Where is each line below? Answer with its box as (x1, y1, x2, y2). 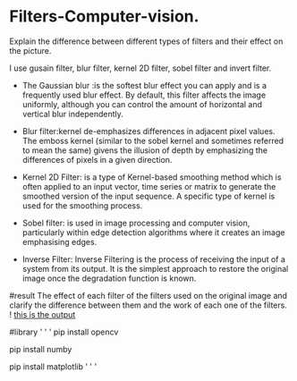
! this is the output (9, 309, 76, 319)
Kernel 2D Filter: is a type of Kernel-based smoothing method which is (21, 172, 282, 182)
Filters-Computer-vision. (9, 6, 199, 27)
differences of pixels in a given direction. (21, 154, 173, 165)
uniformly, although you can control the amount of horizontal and (21, 98, 262, 109)
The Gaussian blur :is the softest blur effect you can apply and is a (21, 80, 267, 90)
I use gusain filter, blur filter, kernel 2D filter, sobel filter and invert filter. (9, 63, 272, 73)
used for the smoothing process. (21, 199, 143, 211)
